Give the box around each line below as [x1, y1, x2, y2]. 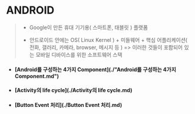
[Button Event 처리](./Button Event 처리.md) [14, 101, 123, 108]
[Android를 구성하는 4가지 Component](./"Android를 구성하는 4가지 [14, 66, 177, 73]
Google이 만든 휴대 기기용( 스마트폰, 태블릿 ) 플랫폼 [29, 24, 148, 31]
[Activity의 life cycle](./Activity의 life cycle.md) [14, 87, 133, 94]
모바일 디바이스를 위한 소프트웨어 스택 [35, 51, 123, 58]
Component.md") [14, 72, 60, 80]
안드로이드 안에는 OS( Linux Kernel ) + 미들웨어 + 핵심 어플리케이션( [29, 36, 187, 43]
